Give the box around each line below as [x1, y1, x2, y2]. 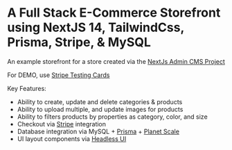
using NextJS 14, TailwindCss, [7, 19, 185, 35]
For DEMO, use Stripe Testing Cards [7, 71, 110, 79]
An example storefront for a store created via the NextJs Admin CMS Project [7, 57, 225, 65]
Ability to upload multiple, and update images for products [17, 105, 184, 113]
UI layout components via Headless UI [17, 134, 127, 143]
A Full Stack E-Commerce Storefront [7, 5, 221, 21]
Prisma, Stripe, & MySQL [7, 35, 151, 50]
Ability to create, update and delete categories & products [17, 97, 183, 106]
